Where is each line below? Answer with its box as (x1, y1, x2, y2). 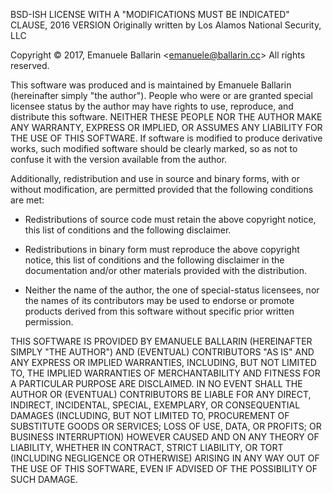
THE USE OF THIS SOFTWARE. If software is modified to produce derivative (10, 132, 323, 144)
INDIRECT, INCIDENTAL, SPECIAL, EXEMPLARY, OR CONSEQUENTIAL (10, 399, 301, 411)
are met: (10, 194, 45, 206)
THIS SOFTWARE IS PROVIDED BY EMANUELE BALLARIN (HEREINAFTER (10, 335, 313, 347)
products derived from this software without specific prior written (24, 305, 295, 317)
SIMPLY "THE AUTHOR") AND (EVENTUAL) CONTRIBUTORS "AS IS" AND (10, 346, 315, 358)
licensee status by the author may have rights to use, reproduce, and (10, 100, 294, 112)
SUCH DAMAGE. (10, 474, 78, 485)
